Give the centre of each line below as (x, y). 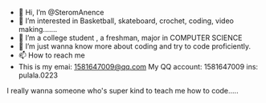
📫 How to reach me (51, 55)
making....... (38, 29)
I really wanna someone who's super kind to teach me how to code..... (123, 91)
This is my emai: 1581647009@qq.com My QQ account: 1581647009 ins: (138, 67)
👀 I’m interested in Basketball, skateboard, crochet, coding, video (126, 21)
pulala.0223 (38, 75)
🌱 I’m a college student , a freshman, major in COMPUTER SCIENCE (130, 38)
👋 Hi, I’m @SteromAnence (61, 12)
